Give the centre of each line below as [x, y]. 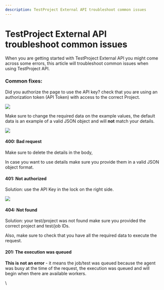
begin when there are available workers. [46, 273]
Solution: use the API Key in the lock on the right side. [60, 189]
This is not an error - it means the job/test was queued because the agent [81, 263]
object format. [19, 167]
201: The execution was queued [38, 252]
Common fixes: [24, 81]
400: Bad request [23, 142]
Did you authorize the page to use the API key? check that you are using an [81, 92]
